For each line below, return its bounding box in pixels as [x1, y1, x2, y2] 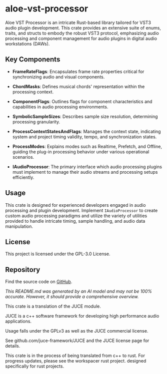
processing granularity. [12, 118, 60, 125]
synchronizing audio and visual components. [12, 73, 105, 80]
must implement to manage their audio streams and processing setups [12, 169, 158, 175]
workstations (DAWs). [5, 40, 50, 46]
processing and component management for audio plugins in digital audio [5, 35, 157, 41]
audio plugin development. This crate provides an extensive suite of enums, [5, 24, 161, 30]
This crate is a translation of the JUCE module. [5, 303, 101, 310]
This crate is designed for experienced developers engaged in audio [5, 202, 146, 208]
